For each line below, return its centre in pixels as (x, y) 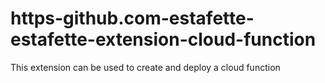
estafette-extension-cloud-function (163, 39)
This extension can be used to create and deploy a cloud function (145, 67)
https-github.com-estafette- (132, 18)
